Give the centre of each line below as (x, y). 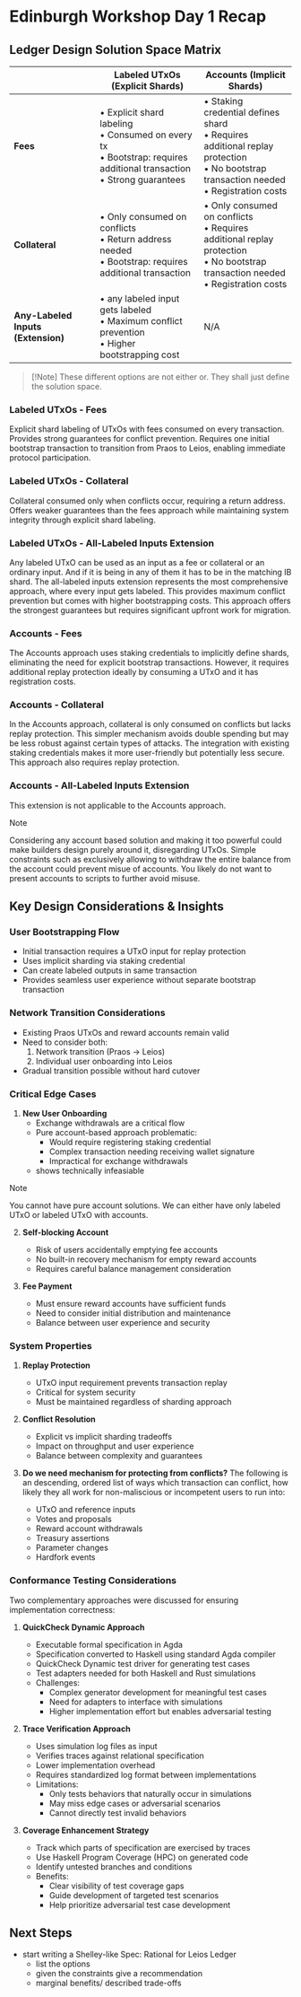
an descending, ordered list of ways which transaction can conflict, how (155, 1483)
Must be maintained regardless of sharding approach (133, 1402)
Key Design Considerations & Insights (116, 907)
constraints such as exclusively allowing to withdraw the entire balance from (150, 859)
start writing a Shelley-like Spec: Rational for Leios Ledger (129, 1955)
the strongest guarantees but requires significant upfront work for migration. (150, 610)
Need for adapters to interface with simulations (136, 1702)
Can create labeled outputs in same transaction (109, 970)
